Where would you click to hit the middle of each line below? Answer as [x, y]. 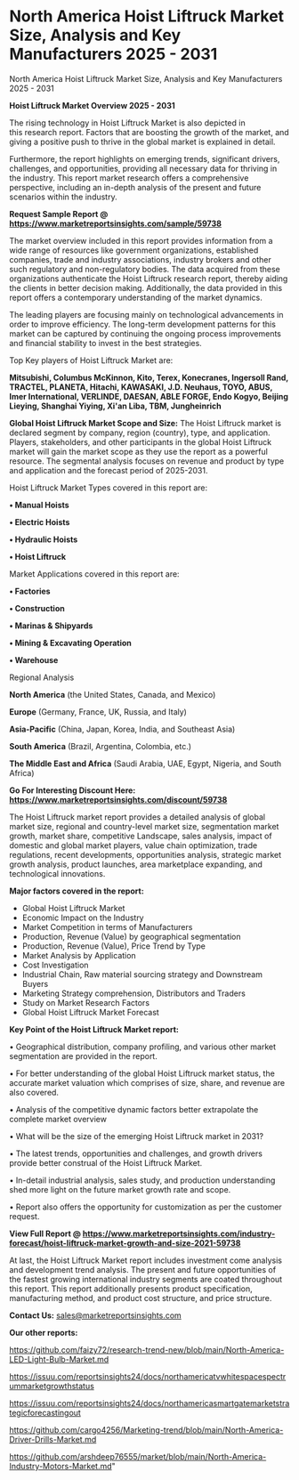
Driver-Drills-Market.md [53, 1439]
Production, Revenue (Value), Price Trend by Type [114, 946]
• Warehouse [34, 659]
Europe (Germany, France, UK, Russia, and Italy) [98, 712]
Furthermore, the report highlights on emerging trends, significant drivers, [145, 158]
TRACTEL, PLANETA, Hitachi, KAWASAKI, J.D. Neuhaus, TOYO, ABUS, [141, 387]
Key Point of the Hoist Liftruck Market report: [94, 1029]
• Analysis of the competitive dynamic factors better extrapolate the [134, 1109]
